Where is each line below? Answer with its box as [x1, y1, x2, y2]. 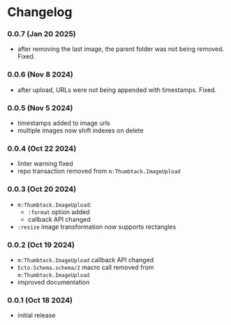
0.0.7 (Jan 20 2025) [7, 29, 77, 39]
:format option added [27, 207, 90, 216]
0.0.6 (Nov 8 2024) [7, 70, 73, 80]
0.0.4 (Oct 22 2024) [7, 144, 77, 153]
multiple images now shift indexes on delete [17, 126, 144, 135]
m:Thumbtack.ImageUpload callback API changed [17, 255, 154, 264]
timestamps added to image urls [17, 119, 110, 128]
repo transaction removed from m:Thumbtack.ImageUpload [17, 167, 181, 175]
